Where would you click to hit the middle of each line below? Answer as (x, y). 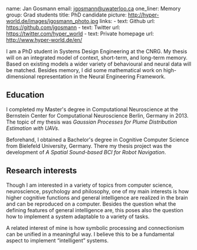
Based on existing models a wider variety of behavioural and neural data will (99, 64)
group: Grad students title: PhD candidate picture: (66, 15)
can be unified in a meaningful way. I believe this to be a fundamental (90, 234)
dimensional (21, 77)
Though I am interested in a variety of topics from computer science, (90, 185)
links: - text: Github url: (127, 21)
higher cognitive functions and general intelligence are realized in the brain (97, 197)
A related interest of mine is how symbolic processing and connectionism (95, 228)
